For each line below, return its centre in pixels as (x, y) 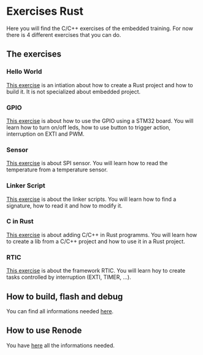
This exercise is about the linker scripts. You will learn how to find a (91, 199)
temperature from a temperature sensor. (57, 170)
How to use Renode (44, 331)
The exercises (34, 54)
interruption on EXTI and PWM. (45, 134)
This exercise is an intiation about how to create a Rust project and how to (100, 85)
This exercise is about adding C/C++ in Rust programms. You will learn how (102, 235)
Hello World (24, 72)
